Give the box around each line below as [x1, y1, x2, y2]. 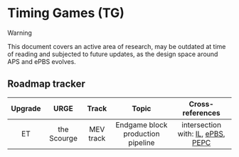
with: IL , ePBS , [177, 129, 225, 139]
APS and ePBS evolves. [7, 57, 76, 65]
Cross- [188, 99, 215, 109]
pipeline [127, 137, 155, 147]
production [123, 129, 160, 139]
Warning [7, 28, 32, 37]
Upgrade [11, 103, 41, 113]
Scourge [48, 133, 78, 143]
